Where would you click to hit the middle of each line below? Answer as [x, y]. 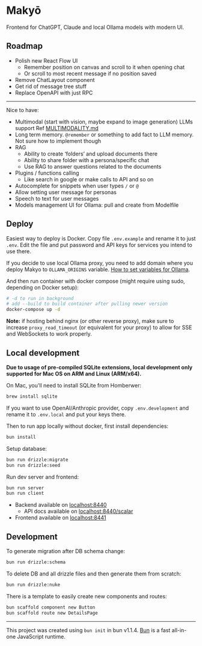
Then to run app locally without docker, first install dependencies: [87, 426]
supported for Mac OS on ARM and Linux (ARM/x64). [74, 374]
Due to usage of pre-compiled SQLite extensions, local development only [99, 367]
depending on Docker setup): [43, 287]
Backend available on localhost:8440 [61, 505]
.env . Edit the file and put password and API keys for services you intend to [99, 245]
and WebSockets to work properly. [49, 334]
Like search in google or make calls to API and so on [89, 179]
